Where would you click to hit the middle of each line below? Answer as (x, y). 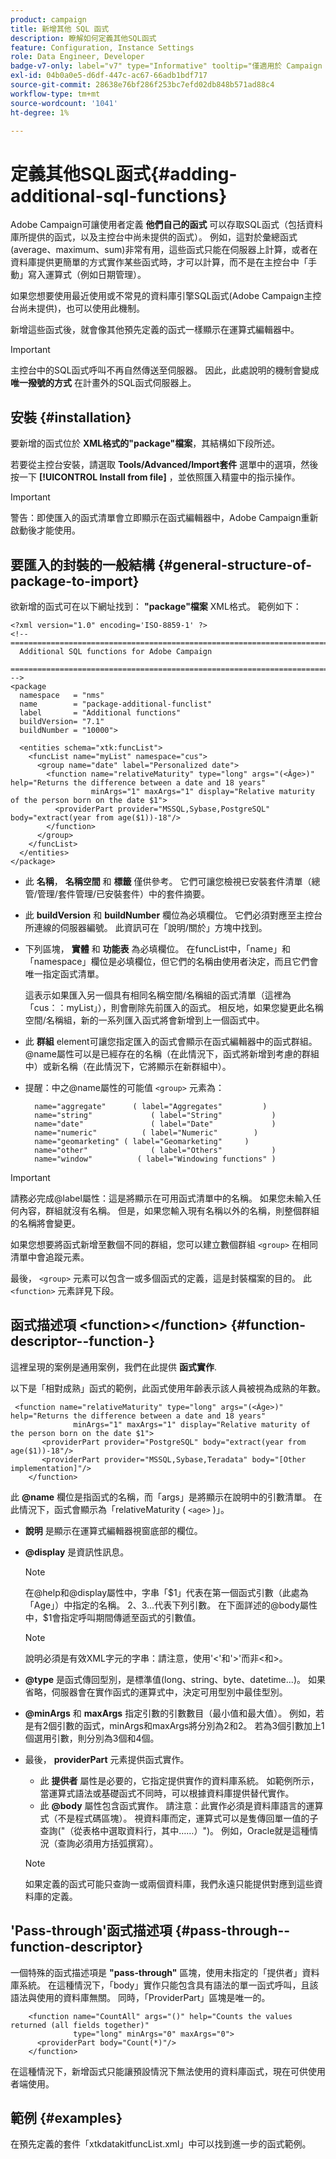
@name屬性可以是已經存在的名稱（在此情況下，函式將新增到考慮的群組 (172, 1053)
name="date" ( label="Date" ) (155, 1124)
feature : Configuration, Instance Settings (102, 47)
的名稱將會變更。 (45, 1223)
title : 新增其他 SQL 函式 (60, 29)
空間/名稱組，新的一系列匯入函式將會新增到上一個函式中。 (144, 1020)
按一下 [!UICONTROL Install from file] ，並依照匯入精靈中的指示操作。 (155, 477)
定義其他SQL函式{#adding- (124, 173)
